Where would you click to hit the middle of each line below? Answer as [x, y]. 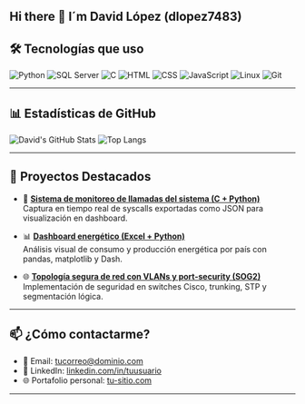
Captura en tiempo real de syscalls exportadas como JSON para [143, 208]
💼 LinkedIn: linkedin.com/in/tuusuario [92, 370]
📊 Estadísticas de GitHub [83, 113]
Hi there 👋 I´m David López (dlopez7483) [126, 17]
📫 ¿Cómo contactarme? [80, 335]
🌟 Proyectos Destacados [80, 177]
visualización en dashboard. [75, 218]
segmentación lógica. [63, 296]
